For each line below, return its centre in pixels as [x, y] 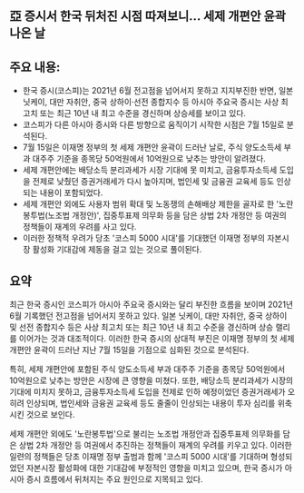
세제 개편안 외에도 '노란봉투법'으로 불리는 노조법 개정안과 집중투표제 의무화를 [145, 434]
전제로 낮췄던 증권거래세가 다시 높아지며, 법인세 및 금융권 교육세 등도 [153, 182]
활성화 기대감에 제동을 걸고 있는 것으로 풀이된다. [117, 250]
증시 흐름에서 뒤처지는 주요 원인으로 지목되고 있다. [114, 479]
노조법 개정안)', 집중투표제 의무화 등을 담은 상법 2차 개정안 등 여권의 [167, 215]
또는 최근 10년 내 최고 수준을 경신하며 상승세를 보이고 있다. [143, 113]
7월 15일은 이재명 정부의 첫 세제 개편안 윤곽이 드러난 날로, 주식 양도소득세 [152, 147]
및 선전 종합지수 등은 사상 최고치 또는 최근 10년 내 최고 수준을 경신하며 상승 [142, 327]
